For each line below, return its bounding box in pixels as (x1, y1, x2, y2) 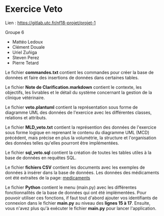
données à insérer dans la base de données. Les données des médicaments (5, 169, 160, 176)
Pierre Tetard (12, 60, 39, 66)
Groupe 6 (5, 29, 25, 35)
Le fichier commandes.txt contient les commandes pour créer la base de (5, 69, 154, 75)
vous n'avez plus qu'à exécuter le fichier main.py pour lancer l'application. (5, 205, 157, 211)
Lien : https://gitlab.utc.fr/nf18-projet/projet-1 (5, 20, 96, 26)
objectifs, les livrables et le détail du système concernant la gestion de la (5, 89, 152, 95)
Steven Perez (12, 54, 39, 60)
